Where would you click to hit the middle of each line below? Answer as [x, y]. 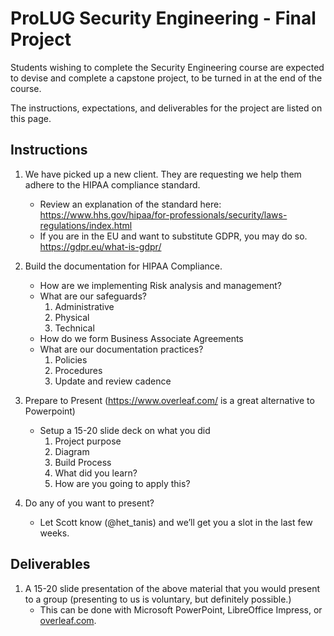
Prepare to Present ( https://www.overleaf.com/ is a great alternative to [169, 400]
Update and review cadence [113, 381]
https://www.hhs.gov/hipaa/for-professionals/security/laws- [163, 214]
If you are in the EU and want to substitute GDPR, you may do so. [173, 236]
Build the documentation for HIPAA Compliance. [123, 266]
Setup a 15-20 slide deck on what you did [125, 430]
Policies [71, 359]
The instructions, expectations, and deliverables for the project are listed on [166, 108]
